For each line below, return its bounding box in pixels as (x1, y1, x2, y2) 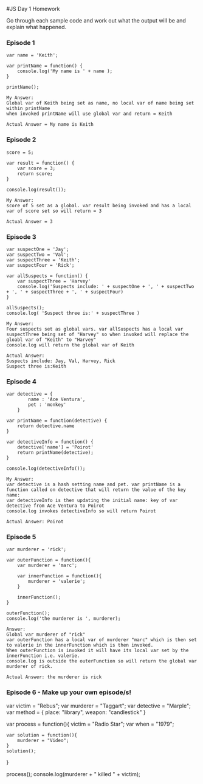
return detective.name (17, 423, 75, 429)
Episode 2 (6, 136, 36, 144)
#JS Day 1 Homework (6, 5, 60, 12)
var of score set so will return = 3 (6, 208, 102, 214)
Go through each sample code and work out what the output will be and (6, 17, 187, 24)
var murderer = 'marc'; (17, 562, 78, 569)
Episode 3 (6, 232, 36, 241)
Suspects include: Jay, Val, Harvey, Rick (6, 358, 115, 364)
